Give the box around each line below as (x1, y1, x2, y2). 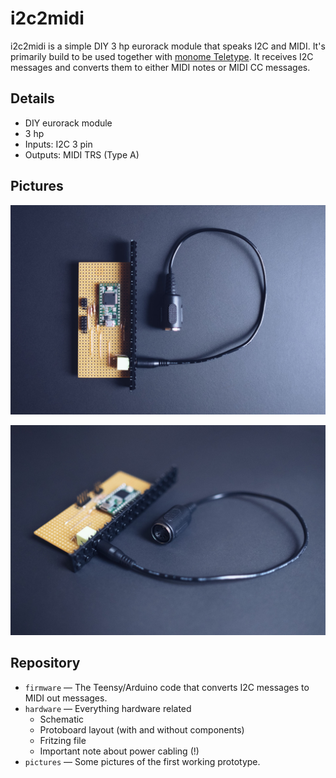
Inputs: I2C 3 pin (24, 138, 93, 150)
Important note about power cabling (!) (39, 745, 200, 757)
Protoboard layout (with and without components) (39, 723, 245, 736)
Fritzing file (39, 734, 87, 746)
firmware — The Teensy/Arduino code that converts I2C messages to (24, 681, 310, 693)
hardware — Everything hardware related (24, 702, 192, 714)
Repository (10, 655, 81, 672)
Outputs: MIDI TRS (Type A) (24, 148, 140, 161)
